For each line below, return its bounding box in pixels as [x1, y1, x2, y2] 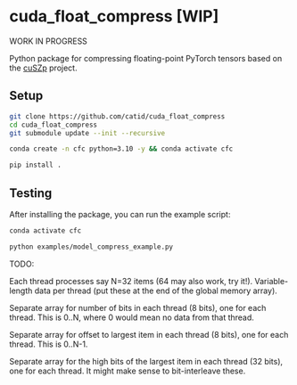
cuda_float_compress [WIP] [9, 6, 219, 27]
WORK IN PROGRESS [9, 36, 87, 46]
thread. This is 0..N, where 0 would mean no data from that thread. [9, 312, 254, 323]
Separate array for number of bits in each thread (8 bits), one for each [9, 302, 267, 313]
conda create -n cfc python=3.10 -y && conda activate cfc [9, 144, 234, 153]
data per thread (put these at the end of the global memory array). [34, 285, 278, 296]
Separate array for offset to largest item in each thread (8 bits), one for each [9, 329, 289, 340]
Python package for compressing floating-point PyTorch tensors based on [9, 53, 283, 63]
